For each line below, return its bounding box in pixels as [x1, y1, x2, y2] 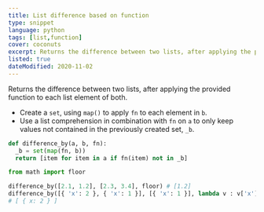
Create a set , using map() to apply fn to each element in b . [19, 108, 207, 117]
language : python [8, 26, 65, 34]
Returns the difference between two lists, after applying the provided [8, 84, 231, 93]
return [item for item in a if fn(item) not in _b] [15, 154, 189, 162]
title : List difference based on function [8, 11, 149, 20]
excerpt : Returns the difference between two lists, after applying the [8, 48, 251, 56]
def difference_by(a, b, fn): [8, 139, 108, 148]
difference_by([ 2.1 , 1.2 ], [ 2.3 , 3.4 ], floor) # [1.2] [8, 182, 192, 191]
